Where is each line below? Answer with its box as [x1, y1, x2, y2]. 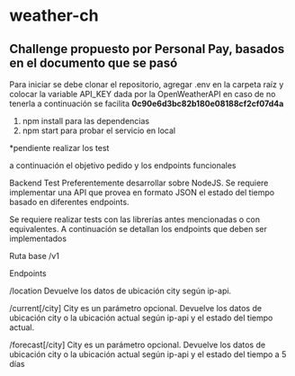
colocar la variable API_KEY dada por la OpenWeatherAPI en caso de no [9, 89, 276, 99]
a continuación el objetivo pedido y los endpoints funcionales [9, 160, 237, 171]
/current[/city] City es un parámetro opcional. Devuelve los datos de [9, 303, 263, 313]
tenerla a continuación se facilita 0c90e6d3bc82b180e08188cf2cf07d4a [9, 98, 284, 109]
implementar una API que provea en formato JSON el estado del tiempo [9, 187, 275, 198]
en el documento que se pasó [9, 55, 178, 70]
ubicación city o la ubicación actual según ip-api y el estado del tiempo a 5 [9, 349, 287, 360]
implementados [9, 233, 67, 244]
